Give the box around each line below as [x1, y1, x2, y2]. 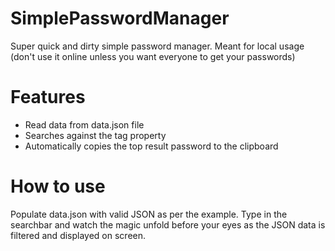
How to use [10, 175, 106, 198]
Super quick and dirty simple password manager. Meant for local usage [10, 40, 305, 52]
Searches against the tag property [24, 129, 167, 141]
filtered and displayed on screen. [10, 229, 147, 241]
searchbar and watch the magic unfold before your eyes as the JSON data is [10, 218, 326, 231]
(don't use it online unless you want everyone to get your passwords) [10, 50, 296, 62]
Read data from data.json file [24, 118, 145, 131]
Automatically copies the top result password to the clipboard [24, 140, 279, 152]
